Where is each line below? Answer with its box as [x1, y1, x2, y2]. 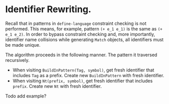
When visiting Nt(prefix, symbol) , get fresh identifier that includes [12, 78, 153, 84]
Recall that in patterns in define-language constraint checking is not [5, 20, 147, 26]
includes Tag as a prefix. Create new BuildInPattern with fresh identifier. [12, 72, 164, 78]
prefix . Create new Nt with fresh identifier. [12, 83, 102, 89]
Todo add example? [5, 93, 47, 99]
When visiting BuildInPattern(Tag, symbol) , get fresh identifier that [12, 67, 155, 73]
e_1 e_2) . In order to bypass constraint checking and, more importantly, [5, 31, 155, 37]
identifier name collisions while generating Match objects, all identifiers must [5, 37, 164, 43]
